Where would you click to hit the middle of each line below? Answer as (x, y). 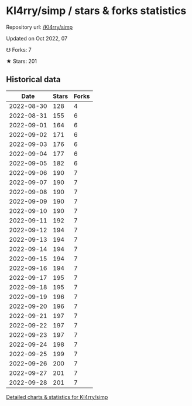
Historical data (33, 79)
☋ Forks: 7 (19, 50)
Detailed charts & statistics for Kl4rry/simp (57, 397)
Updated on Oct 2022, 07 (37, 38)
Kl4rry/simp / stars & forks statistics (96, 11)
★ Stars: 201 (21, 61)
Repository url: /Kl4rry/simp (40, 27)
